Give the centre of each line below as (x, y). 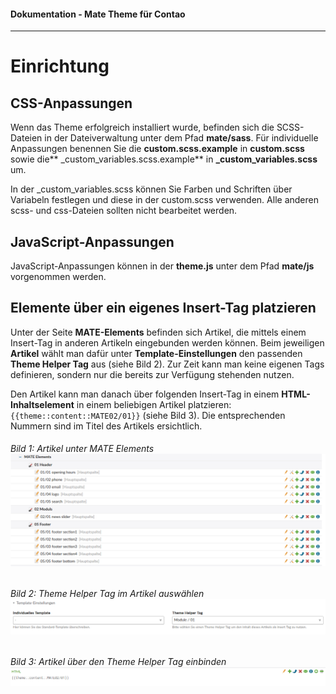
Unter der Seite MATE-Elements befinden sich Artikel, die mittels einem (158, 332)
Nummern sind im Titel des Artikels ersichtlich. (106, 426)
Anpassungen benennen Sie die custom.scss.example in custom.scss (157, 149)
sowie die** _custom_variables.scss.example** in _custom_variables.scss (164, 159)
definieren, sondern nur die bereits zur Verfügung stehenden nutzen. (152, 374)
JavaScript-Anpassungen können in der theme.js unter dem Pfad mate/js (162, 266)
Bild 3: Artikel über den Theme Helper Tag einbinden (118, 662)
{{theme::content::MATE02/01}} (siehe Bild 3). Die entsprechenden (148, 415)
